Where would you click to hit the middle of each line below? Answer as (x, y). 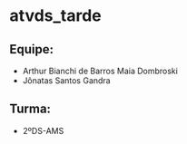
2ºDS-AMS (43, 130)
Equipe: (32, 49)
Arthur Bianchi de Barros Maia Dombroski (100, 71)
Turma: (30, 109)
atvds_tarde (55, 16)
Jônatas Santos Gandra (66, 81)
